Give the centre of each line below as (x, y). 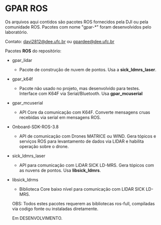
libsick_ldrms (25, 180)
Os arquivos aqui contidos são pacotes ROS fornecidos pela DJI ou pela (77, 22)
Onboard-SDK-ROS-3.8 (35, 127)
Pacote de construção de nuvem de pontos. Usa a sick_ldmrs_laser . (88, 69)
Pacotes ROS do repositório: (33, 51)
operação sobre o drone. (44, 146)
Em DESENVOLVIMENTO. (37, 218)
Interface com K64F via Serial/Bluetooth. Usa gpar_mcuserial (81, 93)
